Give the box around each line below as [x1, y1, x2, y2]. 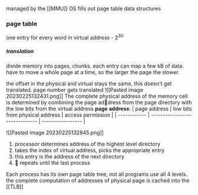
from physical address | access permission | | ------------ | [6, 111, 150, 118]
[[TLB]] [6, 183, 24, 190]
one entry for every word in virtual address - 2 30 [6, 33, 124, 41]
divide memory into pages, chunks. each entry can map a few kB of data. [6, 62, 184, 70]
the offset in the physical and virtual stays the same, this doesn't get [6, 80, 172, 87]
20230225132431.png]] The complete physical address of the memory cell [6, 92, 188, 100]
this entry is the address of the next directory [14, 153, 125, 160]
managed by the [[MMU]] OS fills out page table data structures [6, 5, 161, 12]
